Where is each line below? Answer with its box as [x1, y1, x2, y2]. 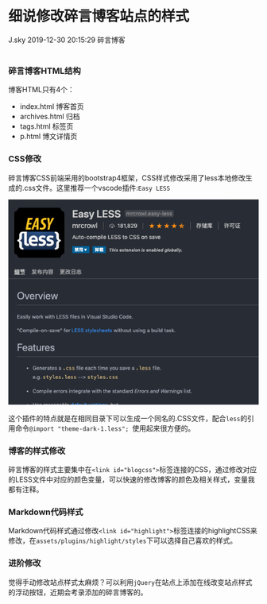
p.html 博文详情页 [19, 132, 78, 141]
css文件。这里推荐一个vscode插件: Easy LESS [24, 183, 171, 192]
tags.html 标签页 [19, 122, 74, 131]
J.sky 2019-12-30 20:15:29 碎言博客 [8, 35, 126, 45]
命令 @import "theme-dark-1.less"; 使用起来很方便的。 [14, 423, 195, 433]
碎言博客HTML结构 [8, 65, 81, 76]
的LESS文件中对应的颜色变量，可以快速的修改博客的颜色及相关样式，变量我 [8, 474, 256, 485]
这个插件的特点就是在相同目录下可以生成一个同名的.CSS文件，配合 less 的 [8, 413, 248, 423]
